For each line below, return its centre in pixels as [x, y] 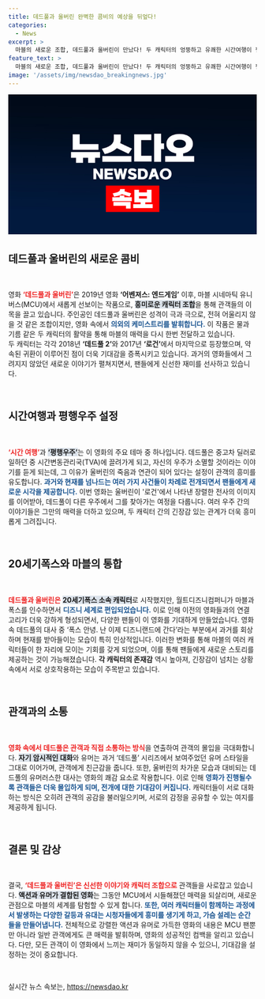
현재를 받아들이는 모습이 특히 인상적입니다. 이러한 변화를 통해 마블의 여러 [134, 639]
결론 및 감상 [35, 849]
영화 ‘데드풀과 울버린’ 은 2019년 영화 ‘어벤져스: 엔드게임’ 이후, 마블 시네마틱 [123, 295]
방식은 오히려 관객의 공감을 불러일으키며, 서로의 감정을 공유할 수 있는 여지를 [138, 797]
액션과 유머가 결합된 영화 [56, 895]
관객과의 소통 [38, 712]
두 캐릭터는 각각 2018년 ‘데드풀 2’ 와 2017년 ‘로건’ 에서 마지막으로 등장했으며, [125, 344]
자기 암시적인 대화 [46, 757]
